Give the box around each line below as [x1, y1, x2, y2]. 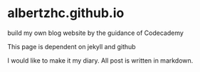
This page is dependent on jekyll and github [7, 42, 137, 51]
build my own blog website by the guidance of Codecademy [7, 29, 184, 37]
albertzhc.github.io [7, 5, 125, 21]
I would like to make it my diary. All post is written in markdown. [7, 56, 194, 65]
